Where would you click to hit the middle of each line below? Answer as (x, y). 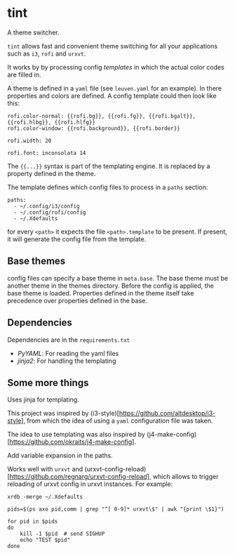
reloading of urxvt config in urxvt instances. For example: (90, 484)
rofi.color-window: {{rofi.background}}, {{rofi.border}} (94, 128)
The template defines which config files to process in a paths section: (108, 187)
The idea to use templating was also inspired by (76, 435)
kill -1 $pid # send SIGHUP (62, 534)
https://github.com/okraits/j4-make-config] (72, 442)
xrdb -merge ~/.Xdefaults (45, 497)
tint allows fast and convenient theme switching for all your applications (113, 46)
